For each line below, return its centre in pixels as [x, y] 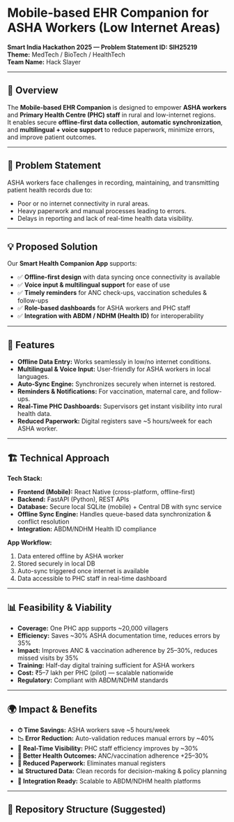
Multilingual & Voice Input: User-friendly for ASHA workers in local [114, 369]
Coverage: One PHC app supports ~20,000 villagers [93, 628]
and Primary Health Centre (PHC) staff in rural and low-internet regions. [111, 115]
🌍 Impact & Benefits [52, 710]
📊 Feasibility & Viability [60, 608]
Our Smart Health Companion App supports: [72, 264]
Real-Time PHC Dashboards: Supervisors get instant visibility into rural [120, 406]
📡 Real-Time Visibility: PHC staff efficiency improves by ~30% [108, 748]
